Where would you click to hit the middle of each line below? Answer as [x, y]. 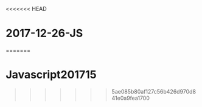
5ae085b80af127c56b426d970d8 [154, 91]
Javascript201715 [51, 75]
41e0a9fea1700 [131, 98]
